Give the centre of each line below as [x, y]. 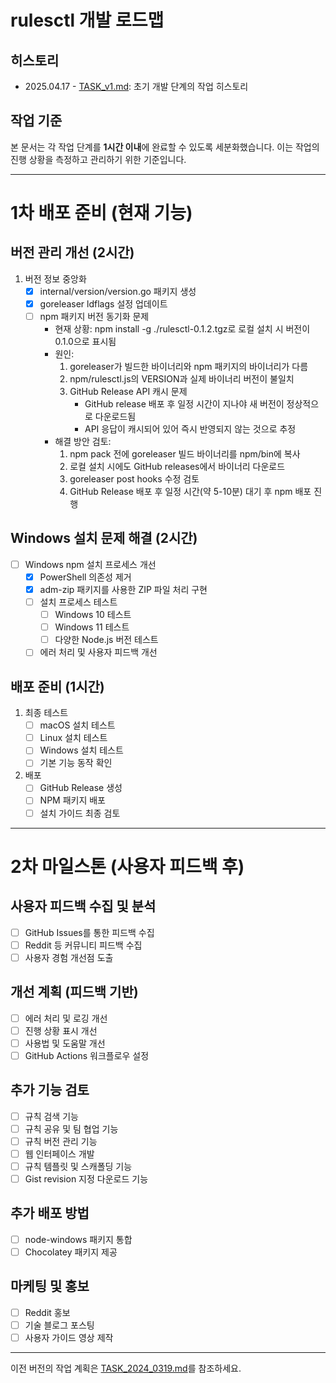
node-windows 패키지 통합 [78, 1239]
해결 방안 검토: [83, 441]
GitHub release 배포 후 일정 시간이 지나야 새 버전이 [184, 404]
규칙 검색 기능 [51, 1116]
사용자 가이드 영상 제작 [69, 1337]
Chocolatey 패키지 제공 [71, 1252]
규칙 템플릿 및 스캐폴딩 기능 [78, 1166]
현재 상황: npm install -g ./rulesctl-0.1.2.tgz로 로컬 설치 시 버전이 [182, 329]
